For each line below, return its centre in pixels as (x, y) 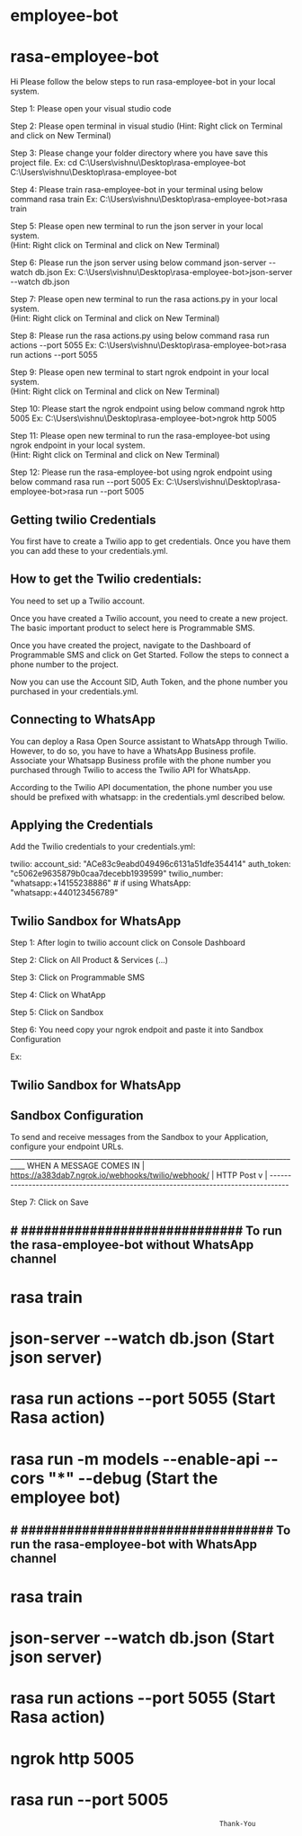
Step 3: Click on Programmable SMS (78, 977)
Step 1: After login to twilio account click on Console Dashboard (128, 943)
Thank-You (238, 1823)
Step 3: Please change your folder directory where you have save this (139, 153)
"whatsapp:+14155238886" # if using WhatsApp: (101, 883)
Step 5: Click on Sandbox (57, 1012)
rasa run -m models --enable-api (135, 1459)
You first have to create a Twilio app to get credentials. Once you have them (151, 541)
